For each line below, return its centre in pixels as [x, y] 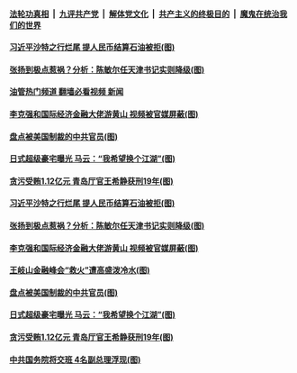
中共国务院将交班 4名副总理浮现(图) [75, 359]
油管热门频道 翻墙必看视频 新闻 [67, 92]
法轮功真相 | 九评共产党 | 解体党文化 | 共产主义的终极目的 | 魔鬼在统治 [144, 14]
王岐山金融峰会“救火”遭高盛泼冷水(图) [80, 270]
